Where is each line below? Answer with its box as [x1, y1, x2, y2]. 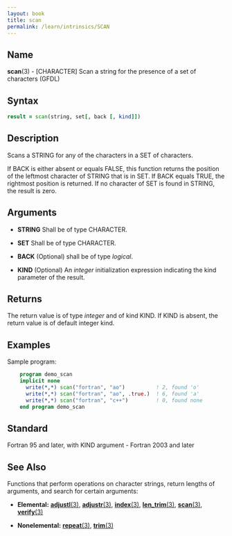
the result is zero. [7, 186, 57, 195]
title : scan [7, 17, 42, 24]
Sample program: [7, 357, 57, 366]
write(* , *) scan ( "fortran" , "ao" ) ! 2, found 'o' [25, 384, 199, 391]
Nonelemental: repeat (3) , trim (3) [17, 521, 114, 529]
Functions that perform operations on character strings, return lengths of [7, 480, 215, 487]
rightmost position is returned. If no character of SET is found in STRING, [7, 179, 215, 188]
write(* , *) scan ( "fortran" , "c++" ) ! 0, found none [25, 397, 203, 404]
